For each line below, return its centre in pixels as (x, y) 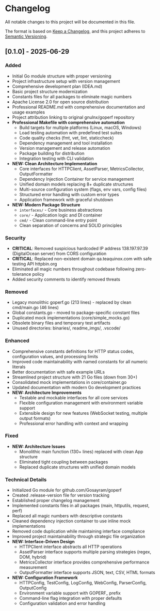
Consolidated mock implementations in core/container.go (69, 382)
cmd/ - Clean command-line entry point (58, 220)
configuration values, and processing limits (55, 356)
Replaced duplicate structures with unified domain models (77, 467)
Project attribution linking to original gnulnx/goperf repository (73, 117)
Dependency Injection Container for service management (77, 179)
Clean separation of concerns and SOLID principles (71, 225)
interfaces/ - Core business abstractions (61, 210)
